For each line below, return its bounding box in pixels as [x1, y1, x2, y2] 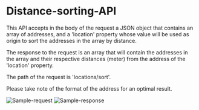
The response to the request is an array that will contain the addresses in [6, 48, 189, 56]
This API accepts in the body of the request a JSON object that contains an [6, 24, 194, 31]
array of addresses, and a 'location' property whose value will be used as [6, 30, 189, 37]
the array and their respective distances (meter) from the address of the [6, 55, 186, 62]
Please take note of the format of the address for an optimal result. [6, 85, 172, 92]
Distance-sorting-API [6, 4, 117, 18]
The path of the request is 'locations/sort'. [6, 73, 111, 80]
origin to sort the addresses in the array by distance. [6, 37, 137, 44]
